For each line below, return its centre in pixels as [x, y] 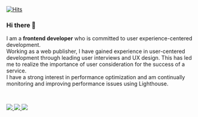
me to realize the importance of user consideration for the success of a [96, 65]
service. [16, 71]
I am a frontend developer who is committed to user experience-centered [100, 38]
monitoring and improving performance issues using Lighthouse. [87, 84]
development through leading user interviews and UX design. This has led [99, 58]
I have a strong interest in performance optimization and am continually [96, 77]
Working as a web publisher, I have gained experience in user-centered [96, 51]
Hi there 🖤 [21, 25]
